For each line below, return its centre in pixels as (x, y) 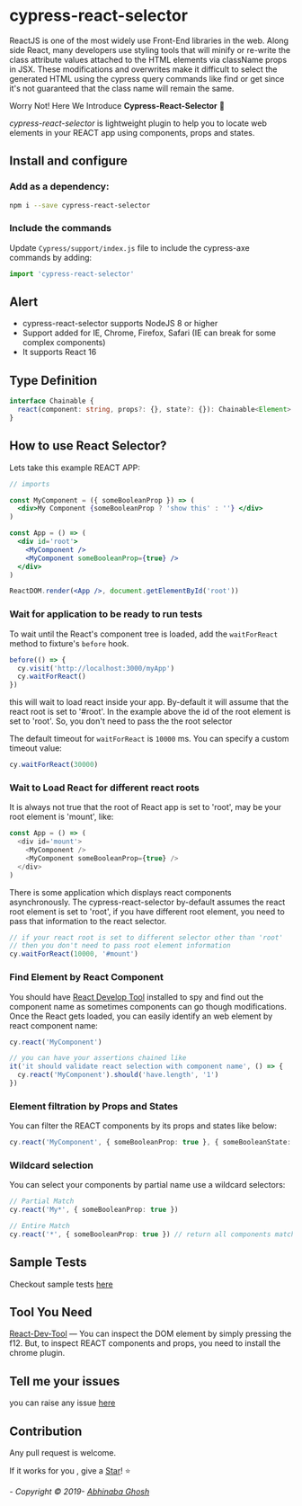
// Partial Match (42, 1201)
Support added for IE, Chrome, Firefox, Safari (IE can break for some (149, 333)
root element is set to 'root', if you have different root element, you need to (147, 911)
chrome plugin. (37, 1353)
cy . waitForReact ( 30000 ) (54, 765)
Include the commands (61, 228)
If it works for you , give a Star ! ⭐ (70, 1471)
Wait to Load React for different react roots (104, 788)
